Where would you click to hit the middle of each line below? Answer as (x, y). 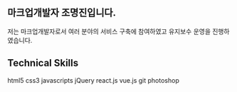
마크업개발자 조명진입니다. (62, 13)
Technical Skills (43, 63)
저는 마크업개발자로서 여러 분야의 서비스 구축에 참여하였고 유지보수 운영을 (109, 31)
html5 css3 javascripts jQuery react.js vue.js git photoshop (93, 80)
